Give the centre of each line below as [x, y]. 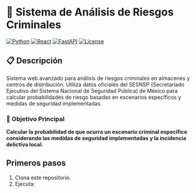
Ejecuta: [25, 183]
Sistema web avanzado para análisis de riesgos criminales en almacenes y [98, 78]
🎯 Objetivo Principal [35, 119]
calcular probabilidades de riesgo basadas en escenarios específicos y [94, 97]
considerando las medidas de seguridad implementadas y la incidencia [96, 138]
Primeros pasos [36, 163]
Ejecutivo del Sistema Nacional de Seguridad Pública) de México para [92, 91]
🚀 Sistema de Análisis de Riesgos [90, 12]
